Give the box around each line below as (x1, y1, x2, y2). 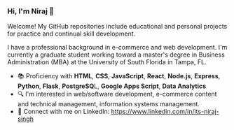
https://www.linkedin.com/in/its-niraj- (111, 108, 219, 116)
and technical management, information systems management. (17, 100, 200, 108)
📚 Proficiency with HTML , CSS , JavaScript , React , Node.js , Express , (17, 72, 221, 80)
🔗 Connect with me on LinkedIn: (17, 108, 110, 116)
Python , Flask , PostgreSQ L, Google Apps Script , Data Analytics (17, 82, 207, 90)
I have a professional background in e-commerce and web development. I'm (7, 43, 228, 52)
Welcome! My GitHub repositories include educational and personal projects (7, 22, 228, 31)
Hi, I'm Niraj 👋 (7, 6, 55, 16)
